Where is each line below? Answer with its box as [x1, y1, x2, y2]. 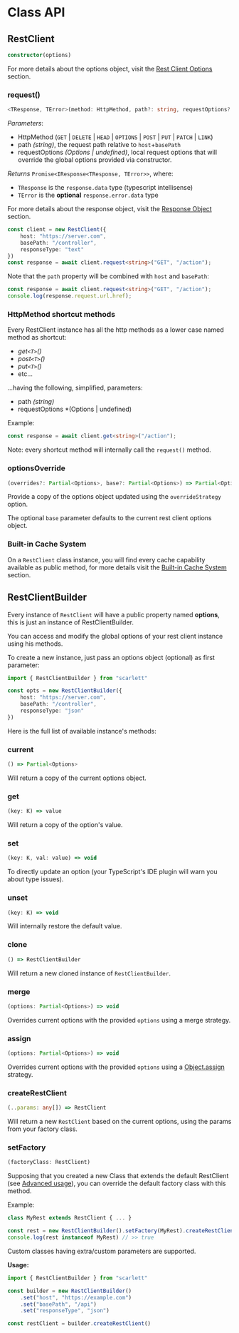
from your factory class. [7, 1125, 78, 1133]
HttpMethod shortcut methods [7, 309, 116, 319]
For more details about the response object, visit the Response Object [7, 205, 212, 213]
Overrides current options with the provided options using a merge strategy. [7, 1015, 231, 1024]
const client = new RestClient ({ [7, 226, 107, 233]
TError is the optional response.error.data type [17, 191, 159, 200]
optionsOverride [7, 463, 66, 473]
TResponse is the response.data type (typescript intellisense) [17, 183, 193, 192]
